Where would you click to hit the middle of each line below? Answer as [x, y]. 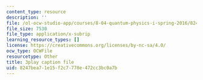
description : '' [27, 17]
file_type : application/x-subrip [48, 34]
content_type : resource [36, 12]
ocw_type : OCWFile [29, 51]
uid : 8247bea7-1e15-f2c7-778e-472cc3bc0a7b [62, 68]
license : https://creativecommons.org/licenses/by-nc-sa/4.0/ [86, 46]
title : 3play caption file [40, 62]
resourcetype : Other [32, 57]
